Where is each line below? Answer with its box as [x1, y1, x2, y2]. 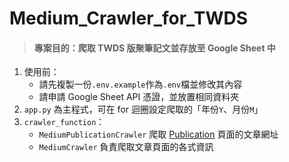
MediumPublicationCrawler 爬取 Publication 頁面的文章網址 [38, 128, 279, 141]
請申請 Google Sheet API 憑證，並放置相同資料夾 [38, 91, 240, 103]
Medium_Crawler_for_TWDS [9, 7, 249, 30]
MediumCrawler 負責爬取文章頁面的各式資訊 [38, 141, 214, 153]
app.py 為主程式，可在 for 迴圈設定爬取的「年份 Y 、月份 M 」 [23, 103, 264, 116]
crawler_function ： [23, 116, 106, 128]
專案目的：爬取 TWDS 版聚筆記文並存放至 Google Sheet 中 [33, 42, 276, 54]
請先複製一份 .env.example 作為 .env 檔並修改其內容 [38, 78, 243, 91]
